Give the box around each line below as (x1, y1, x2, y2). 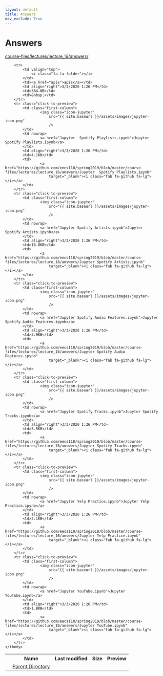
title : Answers (5, 12, 36, 17)
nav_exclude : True (5, 16, 42, 21)
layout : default (5, 7, 38, 12)
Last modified (54, 655, 88, 662)
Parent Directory (12, 663, 50, 670)
